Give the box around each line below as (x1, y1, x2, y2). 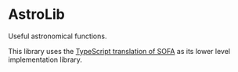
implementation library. (8, 55, 82, 64)
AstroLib (8, 5, 65, 23)
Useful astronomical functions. (8, 31, 107, 41)
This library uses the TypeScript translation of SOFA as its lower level (8, 46, 231, 56)
